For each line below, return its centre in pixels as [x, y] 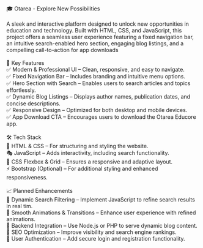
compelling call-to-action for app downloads [62, 50]
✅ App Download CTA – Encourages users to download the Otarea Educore [102, 117]
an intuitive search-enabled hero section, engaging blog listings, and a [95, 43]
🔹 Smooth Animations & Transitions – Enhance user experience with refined [101, 212]
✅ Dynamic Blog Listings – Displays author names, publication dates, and [98, 96]
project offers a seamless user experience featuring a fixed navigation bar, [100, 37]
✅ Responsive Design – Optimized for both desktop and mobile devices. [97, 110]
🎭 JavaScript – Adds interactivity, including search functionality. [88, 153]
